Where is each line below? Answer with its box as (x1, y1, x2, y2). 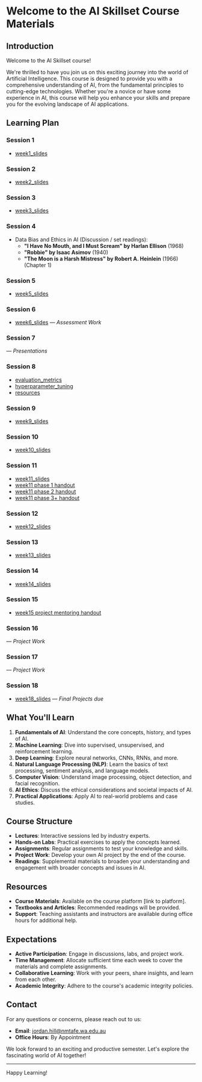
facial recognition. (14, 779, 60, 787)
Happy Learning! (6, 1069, 48, 1076)
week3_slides (14, 207, 49, 214)
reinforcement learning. (14, 747, 73, 755)
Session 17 (6, 653, 38, 661)
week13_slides (14, 552, 51, 559)
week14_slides (14, 580, 51, 587)
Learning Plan (6, 118, 60, 128)
